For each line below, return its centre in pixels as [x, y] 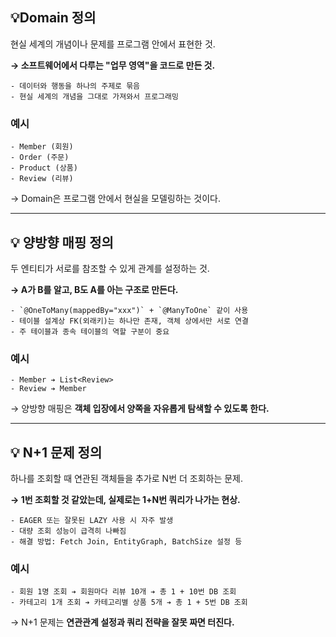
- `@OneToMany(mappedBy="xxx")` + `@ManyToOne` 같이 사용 [129, 310]
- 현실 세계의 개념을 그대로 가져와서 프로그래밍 [94, 96]
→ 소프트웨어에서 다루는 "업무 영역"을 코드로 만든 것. [113, 65]
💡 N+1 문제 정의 [56, 452]
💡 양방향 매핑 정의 [62, 242]
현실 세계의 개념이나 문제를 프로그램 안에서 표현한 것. [113, 44]
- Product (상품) [44, 168]
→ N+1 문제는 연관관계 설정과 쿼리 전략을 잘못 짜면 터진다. [122, 622]
